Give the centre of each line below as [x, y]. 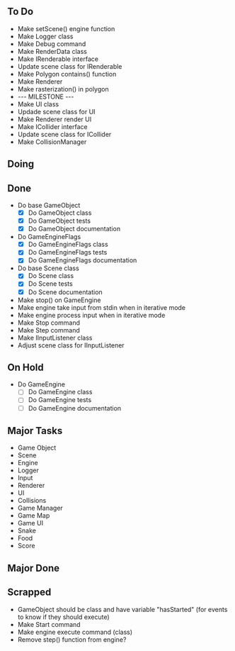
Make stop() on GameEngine [59, 300]
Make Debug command [52, 44]
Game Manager [40, 508]
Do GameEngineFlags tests [68, 252]
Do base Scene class [48, 268]
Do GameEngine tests [60, 400]
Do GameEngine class [60, 392]
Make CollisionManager [52, 142]
